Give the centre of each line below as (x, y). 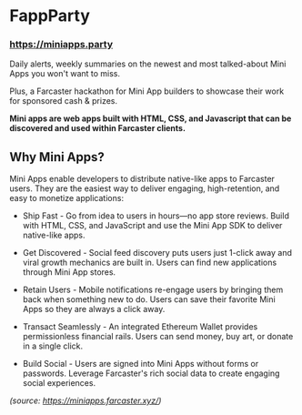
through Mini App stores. (69, 272)
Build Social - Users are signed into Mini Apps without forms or (141, 364)
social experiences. (59, 383)
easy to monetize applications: (67, 198)
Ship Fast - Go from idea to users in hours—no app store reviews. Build (156, 216)
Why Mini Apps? (57, 157)
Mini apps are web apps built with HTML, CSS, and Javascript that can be (151, 118)
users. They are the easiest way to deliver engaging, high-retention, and (145, 188)
